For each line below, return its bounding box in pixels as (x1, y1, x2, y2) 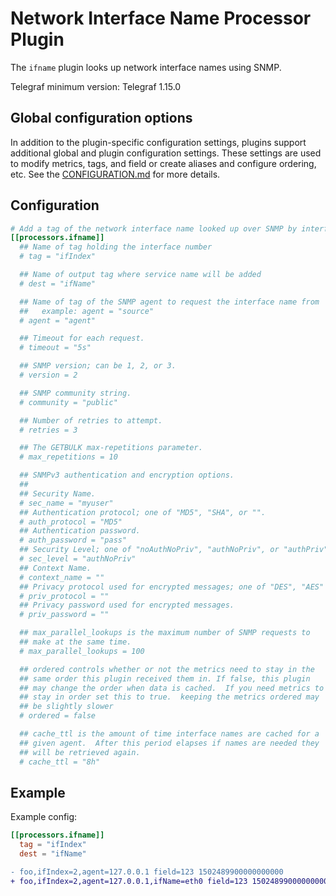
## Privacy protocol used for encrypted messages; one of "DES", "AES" (19, 582, 325, 592)
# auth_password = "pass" (19, 535, 128, 546)
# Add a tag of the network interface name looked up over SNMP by (10, 223, 298, 234)
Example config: (10, 811, 78, 823)
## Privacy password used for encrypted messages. (19, 600, 235, 611)
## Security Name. (19, 488, 97, 499)
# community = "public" (19, 397, 118, 407)
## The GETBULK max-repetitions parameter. (19, 443, 203, 453)
